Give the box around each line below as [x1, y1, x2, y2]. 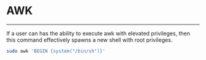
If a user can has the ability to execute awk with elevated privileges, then [6, 29, 190, 37]
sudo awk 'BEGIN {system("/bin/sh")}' [6, 48, 105, 54]
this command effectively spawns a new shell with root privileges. [6, 36, 173, 43]
